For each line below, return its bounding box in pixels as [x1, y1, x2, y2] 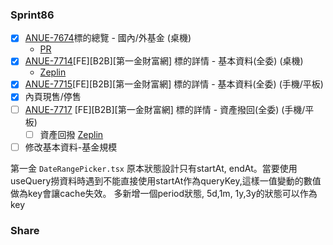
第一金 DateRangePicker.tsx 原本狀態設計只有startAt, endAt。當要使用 [10, 162, 298, 174]
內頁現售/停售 [24, 91, 82, 103]
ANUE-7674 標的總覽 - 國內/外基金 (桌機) [24, 32, 192, 44]
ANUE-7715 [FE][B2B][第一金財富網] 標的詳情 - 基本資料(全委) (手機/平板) [24, 78, 324, 90]
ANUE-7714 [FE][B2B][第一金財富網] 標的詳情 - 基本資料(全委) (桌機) [24, 55, 304, 67]
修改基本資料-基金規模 [24, 141, 118, 153]
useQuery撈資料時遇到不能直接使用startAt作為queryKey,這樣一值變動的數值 [10, 174, 322, 187]
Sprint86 [10, 8, 55, 22]
